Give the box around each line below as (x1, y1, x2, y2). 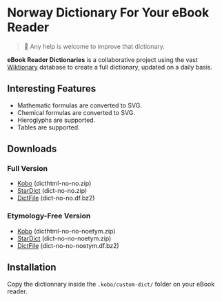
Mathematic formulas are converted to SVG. (17, 101, 143, 110)
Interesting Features (7, 83, 97, 94)
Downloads (7, 143, 57, 155)
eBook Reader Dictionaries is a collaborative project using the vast (7, 55, 199, 63)
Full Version (7, 164, 48, 174)
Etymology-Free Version (7, 211, 91, 221)
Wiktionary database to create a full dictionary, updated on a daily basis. (7, 63, 213, 71)
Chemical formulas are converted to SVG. (17, 108, 136, 116)
